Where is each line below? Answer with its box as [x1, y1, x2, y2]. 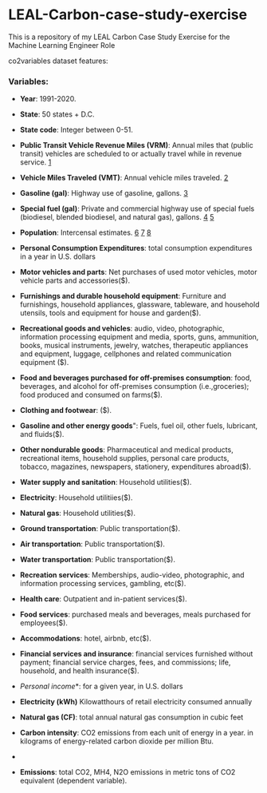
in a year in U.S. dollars [19, 252, 96, 261]
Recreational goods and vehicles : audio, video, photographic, [19, 323, 225, 333]
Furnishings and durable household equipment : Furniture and [19, 291, 226, 301]
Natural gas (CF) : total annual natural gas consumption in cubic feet [19, 712, 244, 722]
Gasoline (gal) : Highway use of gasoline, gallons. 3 [19, 188, 189, 198]
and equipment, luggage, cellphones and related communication [19, 349, 232, 359]
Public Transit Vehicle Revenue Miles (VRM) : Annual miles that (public [19, 141, 253, 150]
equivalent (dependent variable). [19, 776, 128, 786]
